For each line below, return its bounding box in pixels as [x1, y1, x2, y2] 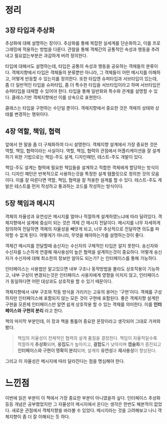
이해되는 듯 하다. [38, 414, 70, 420]
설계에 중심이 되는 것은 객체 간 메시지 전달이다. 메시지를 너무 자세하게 [26, 219, 161, 225]
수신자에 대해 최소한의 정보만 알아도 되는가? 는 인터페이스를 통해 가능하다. [14, 255, 158, 261]
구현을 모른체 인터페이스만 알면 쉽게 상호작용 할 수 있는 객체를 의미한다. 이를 [5, 301, 153, 307]
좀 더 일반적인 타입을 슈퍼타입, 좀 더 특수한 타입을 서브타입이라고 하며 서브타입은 [5, 82, 161, 88]
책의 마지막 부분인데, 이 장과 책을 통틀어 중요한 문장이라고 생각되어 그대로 [5, 318, 148, 324]
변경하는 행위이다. [14, 111, 49, 117]
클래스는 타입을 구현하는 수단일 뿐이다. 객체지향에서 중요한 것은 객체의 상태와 [5, 105, 155, 111]
